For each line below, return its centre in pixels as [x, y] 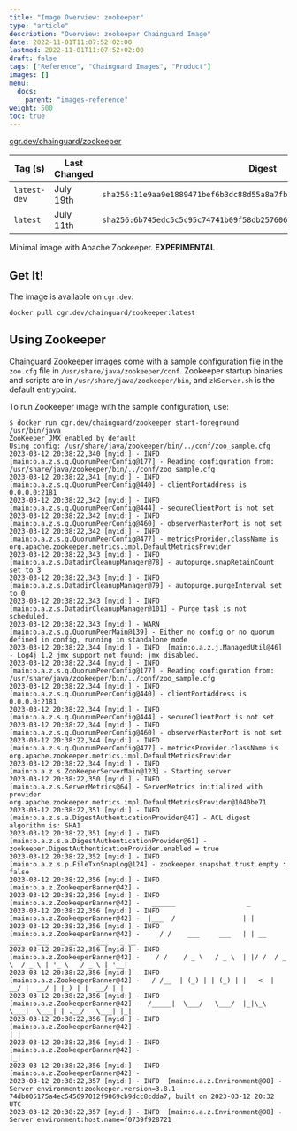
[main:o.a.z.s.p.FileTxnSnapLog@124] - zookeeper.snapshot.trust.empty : [148, 864]
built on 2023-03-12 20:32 [225, 1096]
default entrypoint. [43, 389]
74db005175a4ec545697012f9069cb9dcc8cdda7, [91, 1096]
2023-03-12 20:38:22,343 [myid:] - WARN [85, 624]
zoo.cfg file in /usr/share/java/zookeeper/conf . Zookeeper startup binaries [146, 370]
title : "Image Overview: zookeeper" [76, 17]
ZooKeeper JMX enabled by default [73, 438]
